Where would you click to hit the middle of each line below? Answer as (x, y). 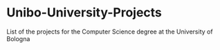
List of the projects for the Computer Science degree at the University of (110, 32)
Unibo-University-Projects (84, 13)
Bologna (18, 38)
